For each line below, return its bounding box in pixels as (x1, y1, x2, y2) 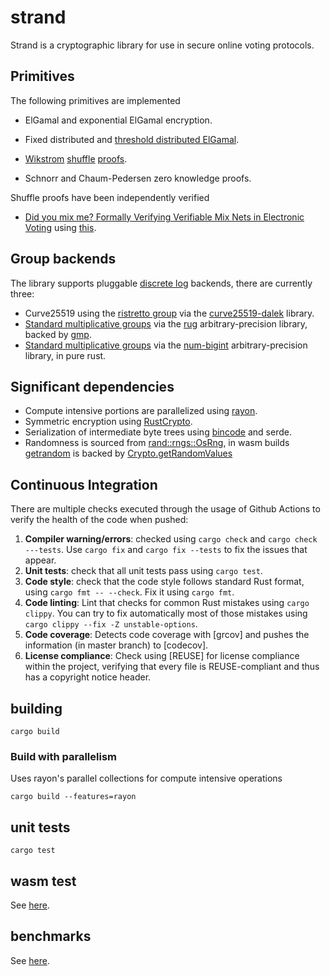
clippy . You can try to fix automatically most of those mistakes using (24, 607, 308, 620)
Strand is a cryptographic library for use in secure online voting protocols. (10, 39, 315, 51)
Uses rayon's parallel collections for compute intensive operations (10, 772, 283, 785)
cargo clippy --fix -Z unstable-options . (24, 618, 198, 630)
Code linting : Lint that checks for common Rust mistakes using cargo (24, 597, 310, 609)
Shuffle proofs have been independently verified (10, 191, 210, 203)
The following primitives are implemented (10, 94, 181, 106)
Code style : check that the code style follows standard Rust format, (24, 576, 305, 588)
